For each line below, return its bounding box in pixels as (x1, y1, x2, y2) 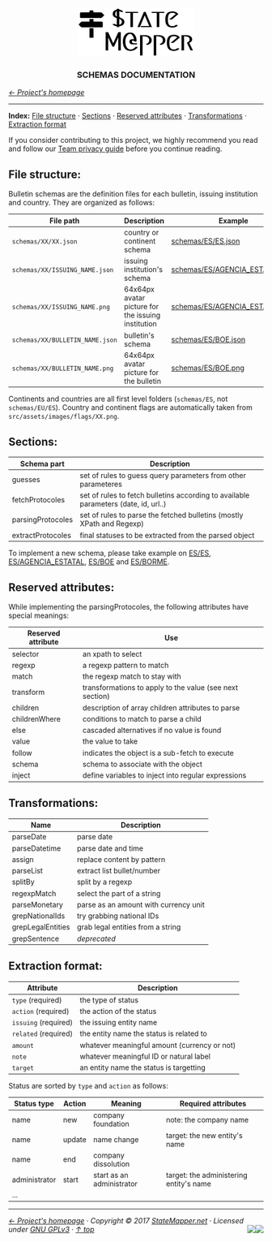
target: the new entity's (165, 1130, 243, 1140)
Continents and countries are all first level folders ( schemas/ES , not (8, 394, 228, 404)
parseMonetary (11, 899, 63, 909)
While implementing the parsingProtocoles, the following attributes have (8, 602, 249, 611)
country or (124, 227, 159, 237)
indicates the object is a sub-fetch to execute (82, 748, 235, 757)
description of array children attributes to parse (82, 702, 240, 713)
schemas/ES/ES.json (171, 235, 240, 246)
